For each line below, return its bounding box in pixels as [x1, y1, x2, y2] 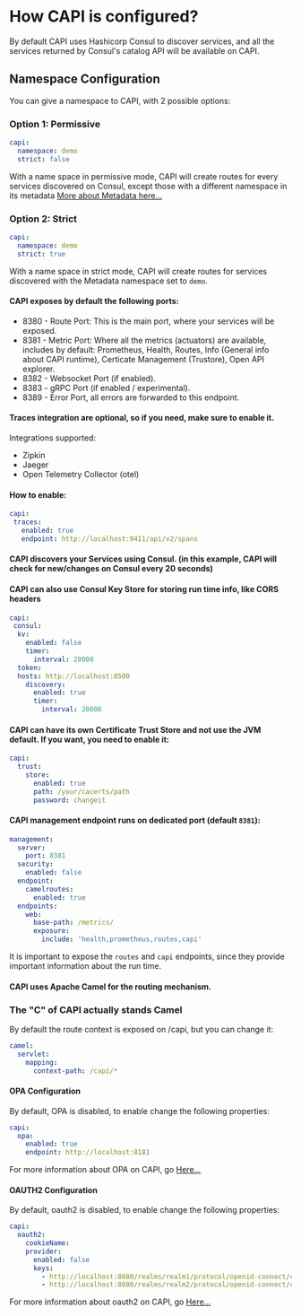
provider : [25, 1247, 63, 1256]
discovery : [25, 680, 66, 689]
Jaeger [21, 459, 49, 470]
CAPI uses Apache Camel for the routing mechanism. [9, 980, 212, 992]
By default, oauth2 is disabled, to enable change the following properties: [9, 1205, 280, 1216]
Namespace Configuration [9, 72, 160, 87]
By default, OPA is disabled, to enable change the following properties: [9, 1105, 271, 1116]
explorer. [21, 363, 56, 374]
